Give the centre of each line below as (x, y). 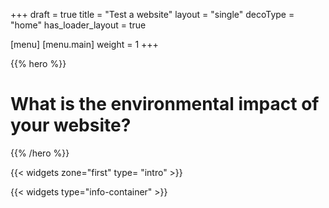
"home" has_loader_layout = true (78, 25)
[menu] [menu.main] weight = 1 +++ (84, 44)
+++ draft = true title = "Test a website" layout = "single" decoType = (152, 14)
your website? (71, 125)
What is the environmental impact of (165, 104)
